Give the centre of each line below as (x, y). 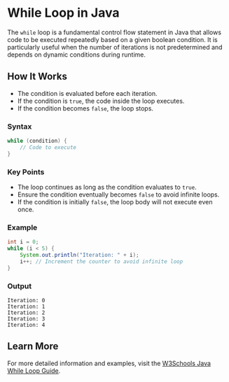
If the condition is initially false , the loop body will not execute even (115, 201)
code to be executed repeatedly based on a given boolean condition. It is (113, 39)
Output (20, 286)
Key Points (26, 171)
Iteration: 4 (26, 325)
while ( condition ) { (37, 141)
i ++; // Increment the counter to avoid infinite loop (102, 261)
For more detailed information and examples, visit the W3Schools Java (109, 363)
